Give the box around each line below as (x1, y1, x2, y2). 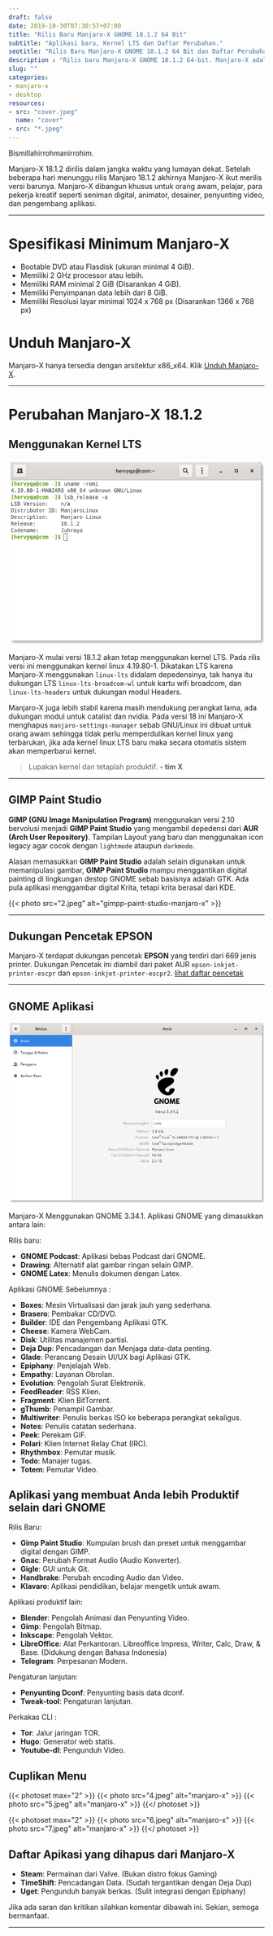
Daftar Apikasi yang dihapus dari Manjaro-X (8, 1847, 236, 1861)
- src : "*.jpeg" (8, 125, 63, 134)
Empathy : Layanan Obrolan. (19, 1369, 115, 1379)
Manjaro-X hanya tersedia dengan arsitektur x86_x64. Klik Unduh (8, 360, 227, 370)
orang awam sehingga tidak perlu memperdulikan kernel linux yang (8, 728, 234, 738)
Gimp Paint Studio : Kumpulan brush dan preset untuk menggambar (19, 1538, 247, 1548)
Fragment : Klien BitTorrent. (19, 1395, 112, 1405)
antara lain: (8, 1219, 46, 1230)
